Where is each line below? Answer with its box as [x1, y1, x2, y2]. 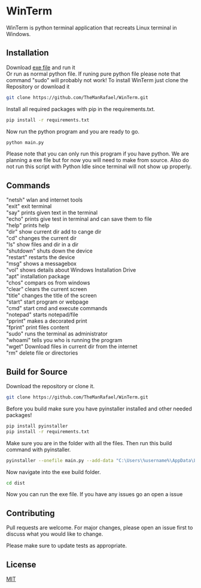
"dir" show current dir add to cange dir [6, 228, 102, 235]
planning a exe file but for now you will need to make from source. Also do [6, 157, 190, 164]
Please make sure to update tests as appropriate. [6, 542, 127, 550]
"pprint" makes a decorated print [6, 317, 88, 325]
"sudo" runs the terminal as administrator [6, 330, 108, 337]
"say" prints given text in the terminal [6, 209, 98, 217]
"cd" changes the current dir [6, 235, 77, 242]
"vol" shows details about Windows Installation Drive [6, 266, 136, 274]
